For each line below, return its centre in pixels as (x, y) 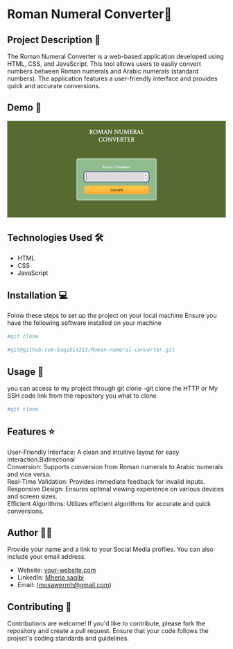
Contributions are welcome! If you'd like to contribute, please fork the (106, 623)
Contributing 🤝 (40, 607)
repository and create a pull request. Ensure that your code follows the (108, 631)
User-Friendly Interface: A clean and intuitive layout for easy (93, 452)
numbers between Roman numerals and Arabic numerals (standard (103, 71)
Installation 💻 (38, 295)
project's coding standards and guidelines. (68, 639)
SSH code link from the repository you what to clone (82, 396)
